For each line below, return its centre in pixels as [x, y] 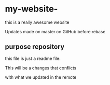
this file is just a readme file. [33, 58]
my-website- [31, 9]
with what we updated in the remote [41, 77]
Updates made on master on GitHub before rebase [55, 31]
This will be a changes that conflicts [41, 68]
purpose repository [35, 47]
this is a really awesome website [37, 22]
